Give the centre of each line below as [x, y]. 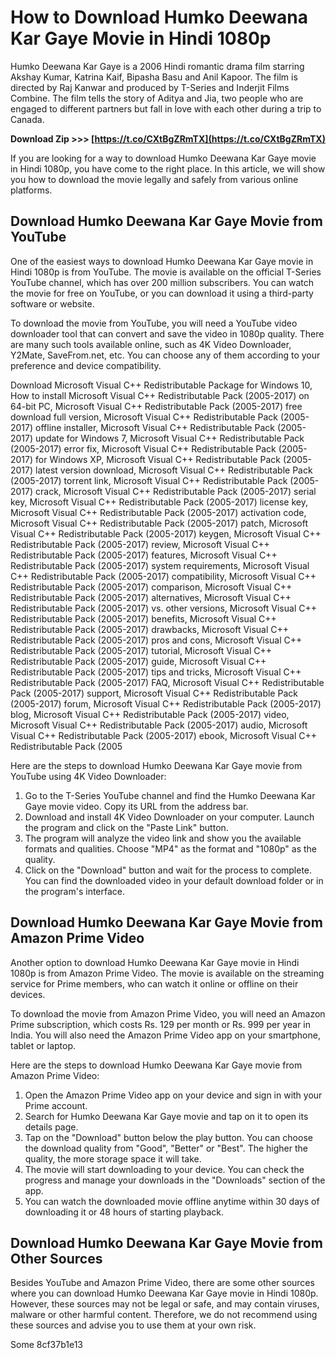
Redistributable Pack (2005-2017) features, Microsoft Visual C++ [144, 555]
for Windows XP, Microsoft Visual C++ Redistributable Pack [158, 459]
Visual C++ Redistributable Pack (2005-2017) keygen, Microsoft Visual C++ [166, 533]
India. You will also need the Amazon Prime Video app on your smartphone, [165, 1035]
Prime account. [56, 1105]
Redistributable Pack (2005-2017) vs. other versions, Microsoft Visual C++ [163, 608]
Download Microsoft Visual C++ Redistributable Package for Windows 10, [161, 385]
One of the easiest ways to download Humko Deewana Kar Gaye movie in [162, 261]
